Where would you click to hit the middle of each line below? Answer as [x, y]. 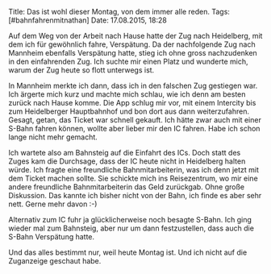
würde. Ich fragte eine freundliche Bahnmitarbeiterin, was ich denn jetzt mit [134, 170]
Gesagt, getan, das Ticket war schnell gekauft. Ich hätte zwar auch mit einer [135, 120]
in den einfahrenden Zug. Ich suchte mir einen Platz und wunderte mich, [128, 61]
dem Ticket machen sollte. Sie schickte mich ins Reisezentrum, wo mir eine [133, 178]
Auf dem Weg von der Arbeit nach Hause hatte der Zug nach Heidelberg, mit [135, 36]
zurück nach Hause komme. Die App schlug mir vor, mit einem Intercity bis [132, 103]
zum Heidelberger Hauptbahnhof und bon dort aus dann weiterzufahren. [129, 111]
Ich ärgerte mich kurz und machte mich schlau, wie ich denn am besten [127, 94]
